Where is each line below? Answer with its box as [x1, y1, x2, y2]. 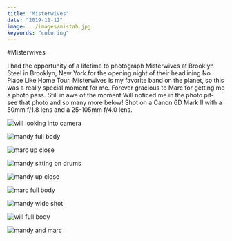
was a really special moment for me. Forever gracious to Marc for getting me [7, 84, 225, 92]
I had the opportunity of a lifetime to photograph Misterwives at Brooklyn [7, 61, 214, 70]
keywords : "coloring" [7, 29, 70, 37]
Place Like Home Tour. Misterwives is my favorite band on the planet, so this [7, 77, 224, 85]
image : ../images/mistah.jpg [7, 23, 91, 30]
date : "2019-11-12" [7, 17, 64, 23]
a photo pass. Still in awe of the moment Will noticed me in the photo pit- [7, 91, 214, 99]
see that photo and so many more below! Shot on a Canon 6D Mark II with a [7, 98, 222, 107]
